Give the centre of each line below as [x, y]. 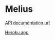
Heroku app [17, 32]
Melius [19, 9]
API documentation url [27, 23]
